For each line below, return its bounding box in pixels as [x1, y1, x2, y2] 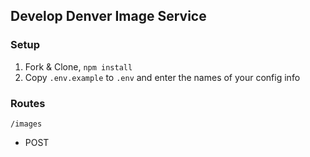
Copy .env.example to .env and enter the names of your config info [24, 71, 301, 83]
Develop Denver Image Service [10, 8, 207, 25]
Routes [10, 96, 46, 110]
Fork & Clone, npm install [24, 60, 133, 73]
